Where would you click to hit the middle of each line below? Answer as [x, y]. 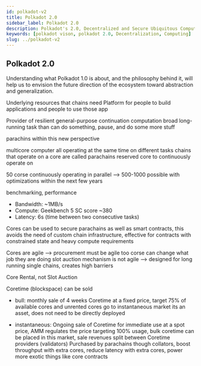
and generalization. [30, 91]
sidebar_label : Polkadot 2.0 [42, 23]
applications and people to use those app [57, 109]
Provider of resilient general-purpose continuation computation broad [92, 120]
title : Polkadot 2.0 [32, 17]
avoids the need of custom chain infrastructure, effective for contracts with [99, 235]
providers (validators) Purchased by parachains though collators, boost [103, 344]
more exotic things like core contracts [61, 356]
